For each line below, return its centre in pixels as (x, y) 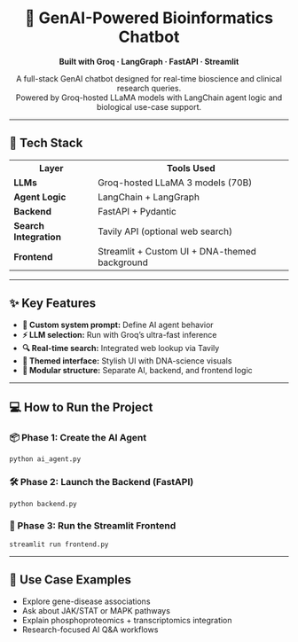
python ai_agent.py (45, 459)
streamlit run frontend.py (59, 544)
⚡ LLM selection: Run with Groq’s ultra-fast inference (119, 334)
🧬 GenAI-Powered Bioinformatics (149, 18)
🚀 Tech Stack (46, 143)
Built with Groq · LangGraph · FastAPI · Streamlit (149, 61)
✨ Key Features (52, 304)
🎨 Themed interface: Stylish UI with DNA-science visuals (127, 360)
